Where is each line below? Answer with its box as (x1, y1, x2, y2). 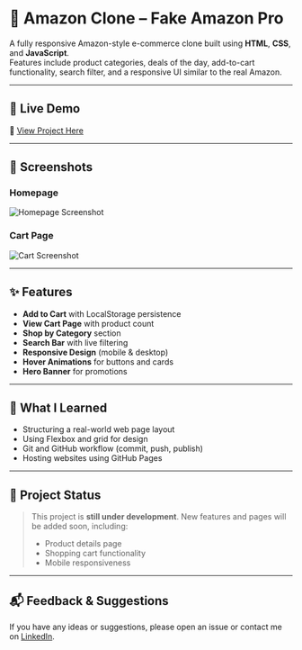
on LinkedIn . (9, 630, 56, 642)
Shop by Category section (22, 328, 121, 339)
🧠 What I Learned (9, 400, 108, 415)
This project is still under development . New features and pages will (31, 511, 287, 522)
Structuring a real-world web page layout (22, 424, 175, 435)
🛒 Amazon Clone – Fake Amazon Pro (9, 8, 284, 29)
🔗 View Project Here (9, 125, 84, 136)
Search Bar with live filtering (22, 337, 129, 348)
